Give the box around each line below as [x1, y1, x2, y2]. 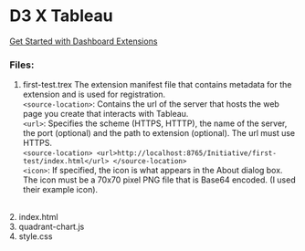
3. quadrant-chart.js [9, 221, 85, 233]
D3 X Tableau [9, 5, 114, 26]
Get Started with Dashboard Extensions [9, 36, 158, 47]
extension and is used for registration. [22, 89, 166, 100]
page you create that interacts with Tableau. [22, 109, 189, 120]
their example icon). [22, 184, 99, 195]
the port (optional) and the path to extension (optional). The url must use [22, 128, 296, 139]
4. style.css [9, 231, 53, 242]
